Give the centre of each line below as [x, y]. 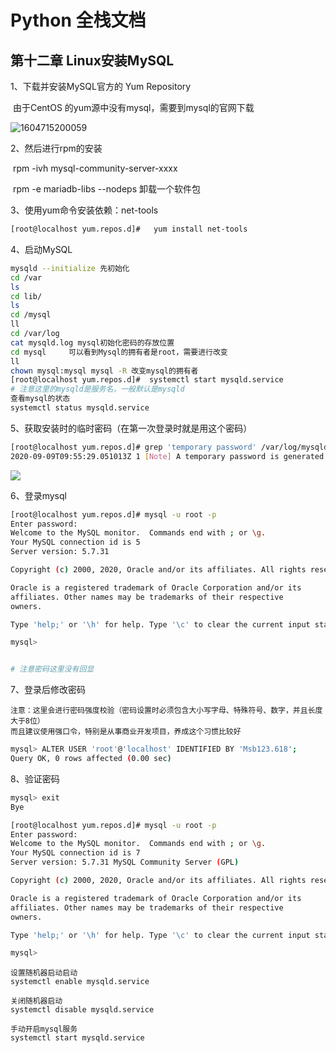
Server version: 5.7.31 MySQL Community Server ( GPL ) [125, 862]
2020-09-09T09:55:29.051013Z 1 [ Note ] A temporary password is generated [167, 456]
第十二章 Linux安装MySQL [92, 60]
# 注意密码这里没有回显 [52, 669]
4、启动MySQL [41, 249]
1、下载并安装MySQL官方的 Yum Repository [101, 86]
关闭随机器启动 [36, 1001]
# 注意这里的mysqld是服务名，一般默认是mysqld [97, 389]
